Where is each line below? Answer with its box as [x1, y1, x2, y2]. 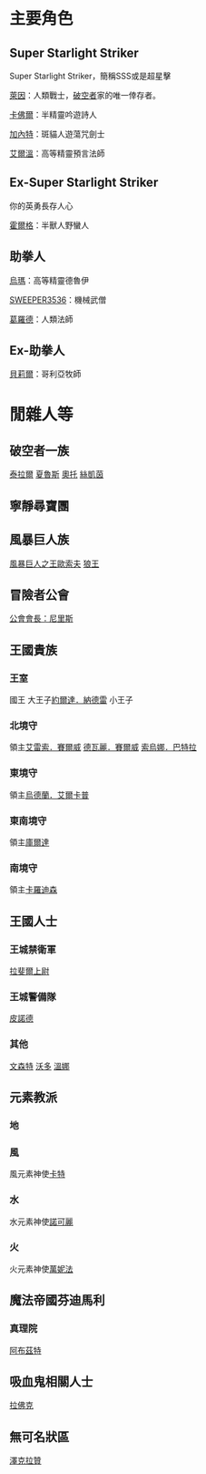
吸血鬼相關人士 [9, 1374, 93, 1389]
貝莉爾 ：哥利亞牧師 [9, 368, 82, 379]
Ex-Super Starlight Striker [9, 175, 159, 191]
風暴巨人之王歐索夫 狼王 [9, 558, 100, 569]
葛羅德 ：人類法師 [9, 314, 74, 325]
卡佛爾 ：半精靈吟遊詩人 [9, 109, 97, 119]
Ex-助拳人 [9, 343, 65, 358]
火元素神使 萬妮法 [9, 1263, 74, 1274]
